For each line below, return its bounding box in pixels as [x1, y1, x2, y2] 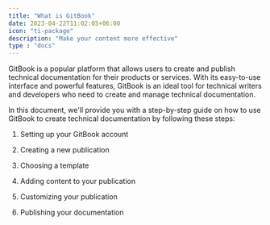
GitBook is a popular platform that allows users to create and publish [8, 64, 235, 73]
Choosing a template [19, 160, 89, 170]
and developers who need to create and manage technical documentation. [8, 90, 256, 99]
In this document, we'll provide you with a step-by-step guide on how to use [8, 106, 261, 115]
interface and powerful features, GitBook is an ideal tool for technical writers [8, 81, 262, 91]
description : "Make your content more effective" [8, 34, 179, 43]
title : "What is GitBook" [8, 11, 95, 20]
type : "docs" [8, 42, 56, 50]
